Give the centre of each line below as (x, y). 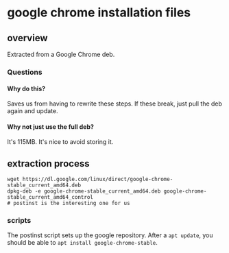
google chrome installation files (99, 13)
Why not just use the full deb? (51, 126)
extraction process (48, 164)
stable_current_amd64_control (50, 197)
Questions (25, 72)
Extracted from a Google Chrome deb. (61, 54)
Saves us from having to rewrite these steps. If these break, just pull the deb (115, 104)
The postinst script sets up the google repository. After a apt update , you (110, 235)
